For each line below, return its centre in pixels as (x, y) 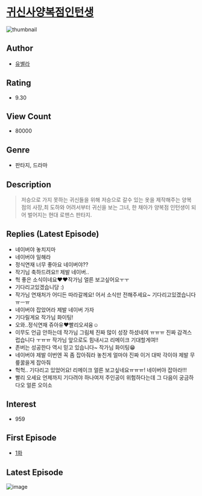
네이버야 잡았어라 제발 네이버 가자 (55, 309)
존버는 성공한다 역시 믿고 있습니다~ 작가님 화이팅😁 (75, 347)
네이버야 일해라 (33, 257)
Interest (21, 404)
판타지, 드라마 (31, 165)
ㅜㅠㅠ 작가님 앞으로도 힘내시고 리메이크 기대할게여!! (97, 340)
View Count (29, 116)
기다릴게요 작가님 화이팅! (44, 317)
